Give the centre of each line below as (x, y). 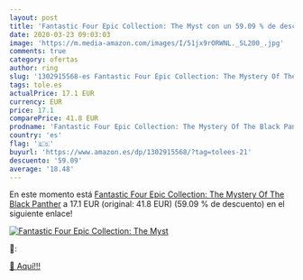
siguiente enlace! (41, 214)
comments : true (38, 51)
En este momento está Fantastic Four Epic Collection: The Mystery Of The (147, 194)
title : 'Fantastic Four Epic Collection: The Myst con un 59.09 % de (143, 26)
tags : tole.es (36, 85)
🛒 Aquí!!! (25, 266)
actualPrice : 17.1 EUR (52, 93)
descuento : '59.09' (46, 160)
